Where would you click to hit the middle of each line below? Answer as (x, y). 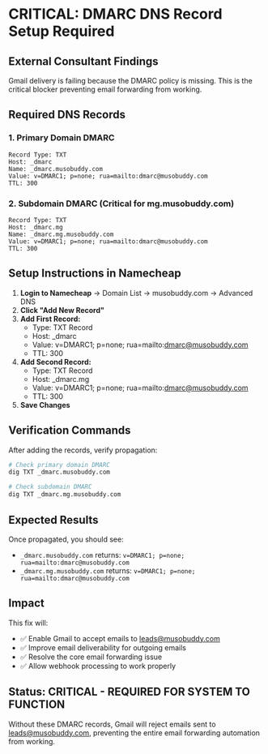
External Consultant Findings (84, 61)
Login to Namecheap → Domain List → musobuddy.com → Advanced (136, 293)
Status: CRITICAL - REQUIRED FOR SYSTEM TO (130, 692)
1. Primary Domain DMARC (62, 138)
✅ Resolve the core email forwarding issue (91, 657)
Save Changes (45, 405)
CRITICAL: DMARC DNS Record (115, 14)
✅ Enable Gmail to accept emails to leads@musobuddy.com (120, 638)
